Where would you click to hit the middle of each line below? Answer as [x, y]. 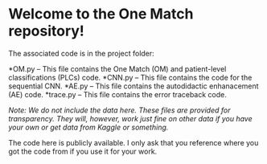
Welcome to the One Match [101, 14]
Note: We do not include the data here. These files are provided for [119, 110]
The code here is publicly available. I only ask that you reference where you [133, 142]
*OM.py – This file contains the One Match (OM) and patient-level [117, 68]
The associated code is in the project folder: [81, 53]
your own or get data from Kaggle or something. [88, 127]
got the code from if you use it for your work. [83, 151]
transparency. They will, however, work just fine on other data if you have [130, 118]
